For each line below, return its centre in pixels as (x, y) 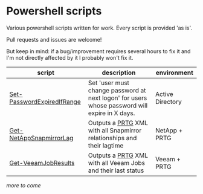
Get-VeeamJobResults (42, 163)
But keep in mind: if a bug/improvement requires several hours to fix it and (98, 51)
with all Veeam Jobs (116, 163)
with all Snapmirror (115, 130)
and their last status (116, 170)
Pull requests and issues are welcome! (54, 39)
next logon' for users (118, 98)
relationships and (112, 138)
